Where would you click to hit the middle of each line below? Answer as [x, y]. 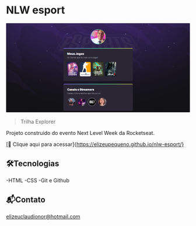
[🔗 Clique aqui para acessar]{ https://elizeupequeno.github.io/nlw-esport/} [95, 144]
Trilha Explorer [38, 122]
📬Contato [26, 199]
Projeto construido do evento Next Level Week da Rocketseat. [80, 133]
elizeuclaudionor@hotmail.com [43, 216]
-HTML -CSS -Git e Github [38, 180]
